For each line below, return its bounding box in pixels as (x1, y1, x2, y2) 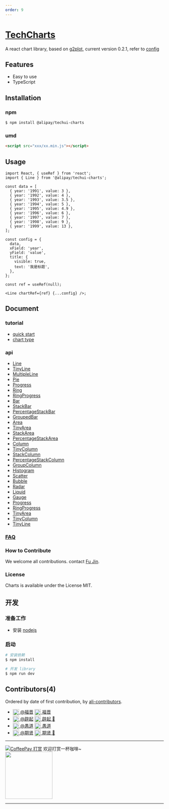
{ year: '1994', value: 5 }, (10, 201, 71, 207)
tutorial (5, 319, 24, 326)
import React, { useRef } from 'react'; (5, 171, 92, 176)
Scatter (12, 473, 28, 479)
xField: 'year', (10, 245, 44, 251)
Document (5, 304, 39, 313)
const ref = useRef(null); (5, 282, 62, 287)
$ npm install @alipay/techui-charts (5, 120, 84, 125)
